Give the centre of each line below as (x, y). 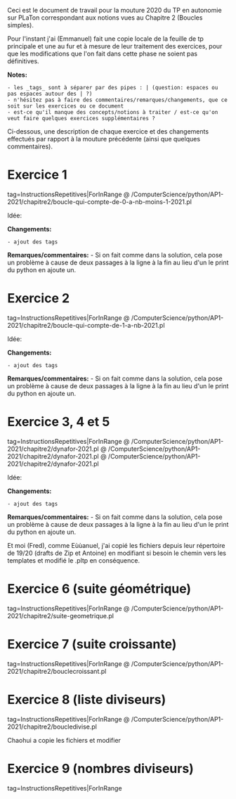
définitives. (24, 61)
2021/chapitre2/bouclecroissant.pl (57, 671)
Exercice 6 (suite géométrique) (99, 589)
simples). (20, 25)
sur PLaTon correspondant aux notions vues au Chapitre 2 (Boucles (105, 18)
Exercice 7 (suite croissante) (92, 644)
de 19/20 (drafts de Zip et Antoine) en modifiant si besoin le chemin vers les (117, 553)
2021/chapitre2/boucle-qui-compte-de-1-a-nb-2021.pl (86, 325)
